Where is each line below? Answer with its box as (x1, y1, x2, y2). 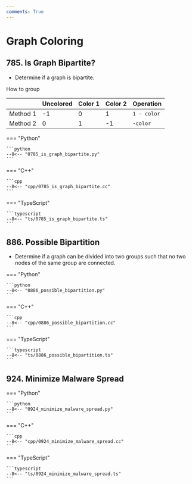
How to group (6, 85, 40, 92)
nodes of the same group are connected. (14, 260, 116, 267)
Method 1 (9, 110, 37, 118)
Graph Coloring (6, 34, 83, 48)
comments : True (6, 8, 44, 15)
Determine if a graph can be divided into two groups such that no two (14, 253, 186, 260)
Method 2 (9, 119, 37, 127)
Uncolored (42, 99, 73, 108)
